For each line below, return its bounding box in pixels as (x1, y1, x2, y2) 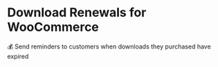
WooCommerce (7, 19, 99, 35)
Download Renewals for (7, 5, 147, 21)
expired (7, 52, 29, 60)
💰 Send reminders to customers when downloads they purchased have (7, 42, 211, 51)
